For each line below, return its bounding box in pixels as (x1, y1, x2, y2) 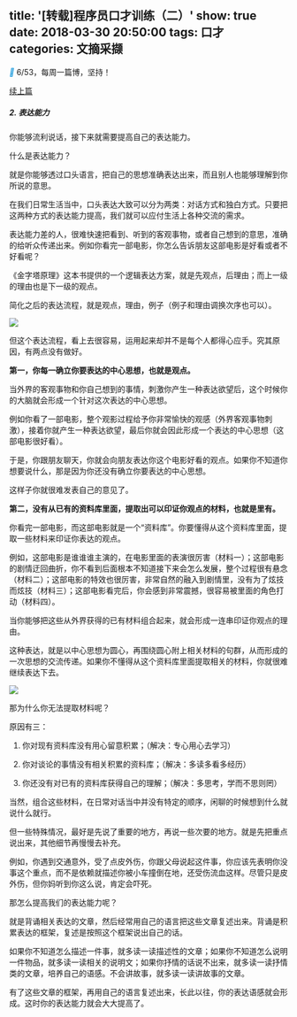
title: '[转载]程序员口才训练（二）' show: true (9, 8, 257, 24)
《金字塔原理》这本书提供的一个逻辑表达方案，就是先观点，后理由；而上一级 (9, 269, 288, 281)
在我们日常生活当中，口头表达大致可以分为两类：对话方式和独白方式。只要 (9, 198, 280, 210)
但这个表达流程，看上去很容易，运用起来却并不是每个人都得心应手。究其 (9, 335, 272, 345)
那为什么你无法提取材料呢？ (9, 702, 110, 713)
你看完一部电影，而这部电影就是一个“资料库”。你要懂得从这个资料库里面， (9, 521, 280, 533)
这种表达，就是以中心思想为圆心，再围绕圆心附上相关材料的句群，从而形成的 (9, 644, 288, 655)
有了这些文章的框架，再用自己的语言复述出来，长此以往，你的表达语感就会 (9, 986, 280, 998)
